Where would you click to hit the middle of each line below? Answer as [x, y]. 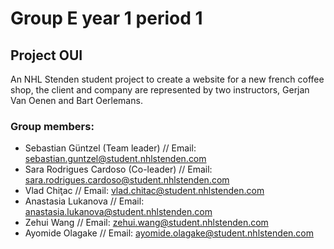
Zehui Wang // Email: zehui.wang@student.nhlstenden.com [146, 223]
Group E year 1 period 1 [106, 18]
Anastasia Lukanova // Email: [84, 201]
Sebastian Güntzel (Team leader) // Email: [110, 148]
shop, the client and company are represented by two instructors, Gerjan [160, 90]
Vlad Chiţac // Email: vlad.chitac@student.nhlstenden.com [144, 191]
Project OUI [46, 55]
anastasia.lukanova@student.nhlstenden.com [118, 212]
